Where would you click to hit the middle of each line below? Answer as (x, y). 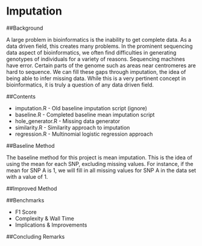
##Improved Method (32, 188)
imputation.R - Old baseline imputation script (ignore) (81, 108)
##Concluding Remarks (36, 236)
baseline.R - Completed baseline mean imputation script (85, 115)
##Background (25, 28)
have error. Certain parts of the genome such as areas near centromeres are (101, 65)
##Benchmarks (25, 200)
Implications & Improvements (51, 225)
